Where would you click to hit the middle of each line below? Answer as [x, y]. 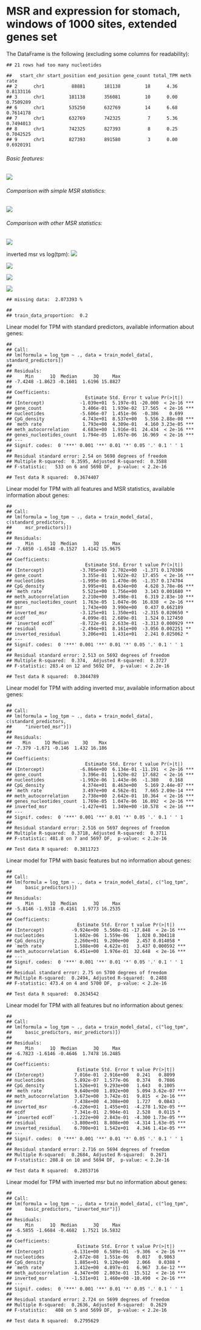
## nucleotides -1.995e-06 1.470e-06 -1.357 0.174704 [95, 581]
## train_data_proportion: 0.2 [47, 315]
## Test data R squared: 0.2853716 [53, 1171]
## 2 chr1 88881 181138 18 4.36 [92, 86]
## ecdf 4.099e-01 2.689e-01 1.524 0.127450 [95, 618]
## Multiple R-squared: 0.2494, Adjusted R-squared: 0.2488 [87, 978]
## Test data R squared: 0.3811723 [53, 849]
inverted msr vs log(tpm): [38, 254]
